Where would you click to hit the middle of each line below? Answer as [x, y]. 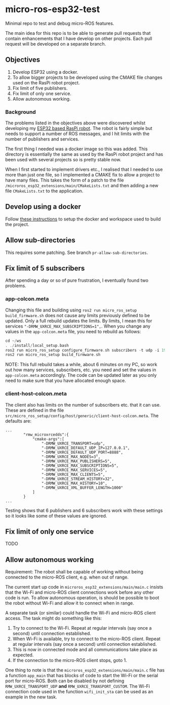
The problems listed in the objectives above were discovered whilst [75, 123]
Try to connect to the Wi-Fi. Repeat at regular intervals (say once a [82, 628]
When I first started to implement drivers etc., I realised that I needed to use [84, 169]
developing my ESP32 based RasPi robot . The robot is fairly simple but [79, 128]
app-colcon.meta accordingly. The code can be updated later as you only [81, 375]
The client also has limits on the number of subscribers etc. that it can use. [83, 405]
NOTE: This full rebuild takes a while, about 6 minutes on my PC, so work [81, 365]
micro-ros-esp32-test [53, 9]
